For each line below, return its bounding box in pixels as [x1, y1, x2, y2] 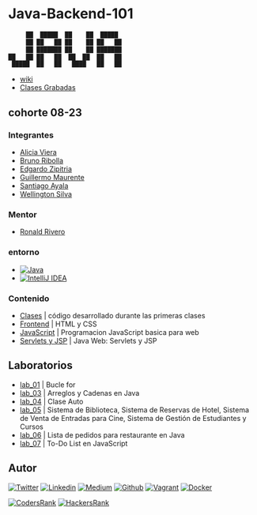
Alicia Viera [19, 148, 57, 156]
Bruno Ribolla [19, 156, 64, 165]
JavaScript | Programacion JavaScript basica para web [19, 327, 199, 336]
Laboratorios [8, 359, 73, 372]
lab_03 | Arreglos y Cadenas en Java [19, 388, 140, 397]
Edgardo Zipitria [19, 164, 73, 174]
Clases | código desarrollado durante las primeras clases [19, 310, 206, 320]
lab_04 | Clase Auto [19, 397, 84, 406]
